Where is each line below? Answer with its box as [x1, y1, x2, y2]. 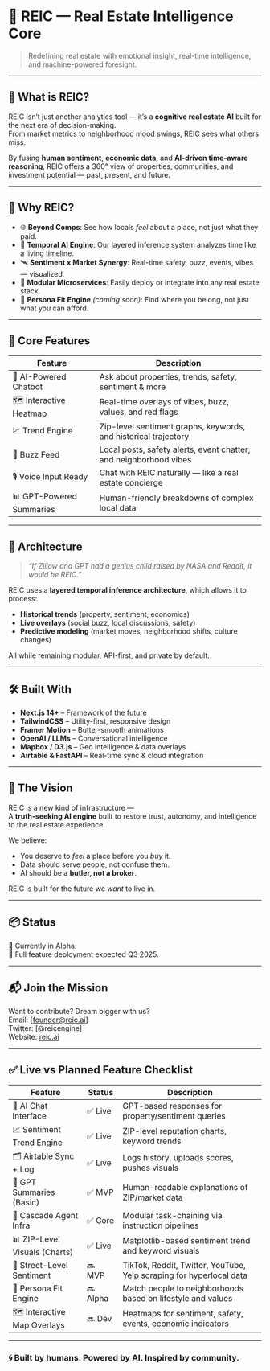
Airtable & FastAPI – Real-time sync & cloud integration [19, 751, 204, 760]
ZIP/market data [122, 1192, 183, 1203]
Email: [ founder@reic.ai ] [8, 1015, 88, 1024]
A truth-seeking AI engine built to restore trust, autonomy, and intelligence [8, 811, 257, 821]
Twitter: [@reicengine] [8, 1024, 83, 1033]
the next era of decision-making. [8, 120, 117, 129]
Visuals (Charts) [12, 1246, 74, 1258]
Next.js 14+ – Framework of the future [19, 708, 147, 717]
